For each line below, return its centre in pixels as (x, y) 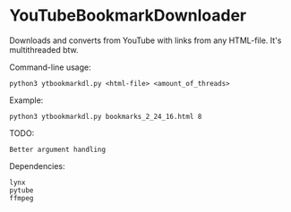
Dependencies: (37, 165)
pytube (21, 190)
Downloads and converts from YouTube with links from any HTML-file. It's (145, 40)
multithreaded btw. (44, 49)
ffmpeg (21, 198)
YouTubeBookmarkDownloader (128, 16)
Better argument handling (57, 149)
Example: (26, 100)
